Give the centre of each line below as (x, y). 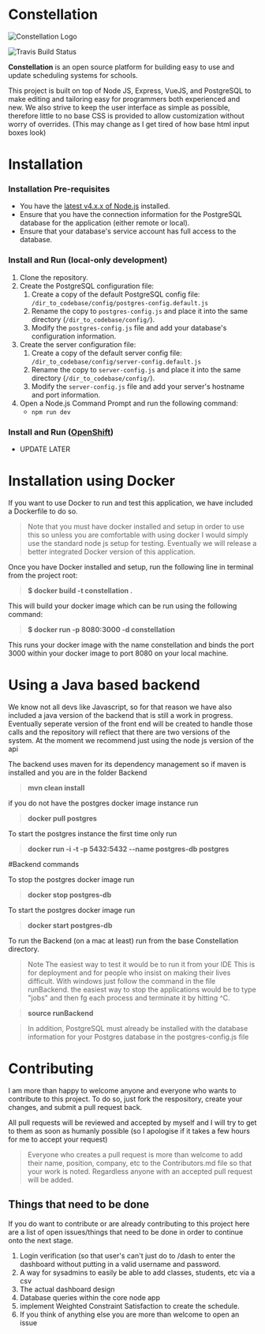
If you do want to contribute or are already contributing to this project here (129, 1224)
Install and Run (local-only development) (88, 260)
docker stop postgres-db (69, 895)
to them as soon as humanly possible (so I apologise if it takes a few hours (129, 1130)
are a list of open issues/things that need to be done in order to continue (126, 1231)
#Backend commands (44, 864)
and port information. (66, 394)
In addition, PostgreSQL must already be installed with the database (138, 1028)
